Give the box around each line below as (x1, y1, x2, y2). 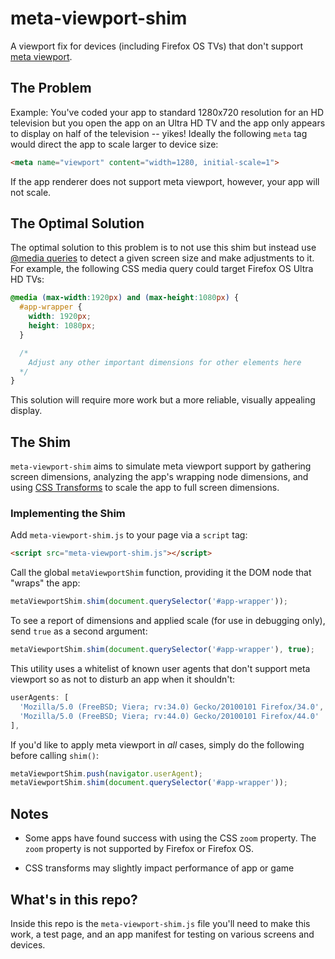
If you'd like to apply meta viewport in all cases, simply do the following (10, 738, 305, 751)
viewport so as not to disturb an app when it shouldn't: (10, 673, 236, 686)
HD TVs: (10, 273, 45, 286)
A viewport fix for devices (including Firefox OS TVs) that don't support (10, 40, 303, 52)
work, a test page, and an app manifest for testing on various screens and (10, 928, 315, 940)
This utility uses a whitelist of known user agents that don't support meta (10, 663, 311, 675)
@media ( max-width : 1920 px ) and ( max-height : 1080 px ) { (10, 293, 240, 303)
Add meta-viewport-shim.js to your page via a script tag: (10, 529, 248, 541)
